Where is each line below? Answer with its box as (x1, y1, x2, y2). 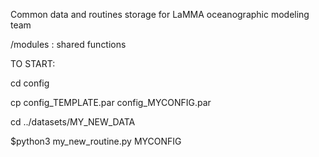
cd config (10, 77, 50, 89)
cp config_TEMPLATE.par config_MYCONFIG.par (10, 97, 212, 108)
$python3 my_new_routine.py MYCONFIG (10, 135, 182, 147)
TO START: (10, 58, 56, 69)
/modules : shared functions (10, 39, 127, 50)
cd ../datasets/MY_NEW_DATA (10, 116, 136, 128)
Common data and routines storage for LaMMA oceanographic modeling (10, 9, 310, 20)
